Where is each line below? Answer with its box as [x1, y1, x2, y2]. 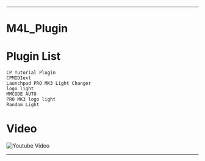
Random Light [6, 102, 40, 108]
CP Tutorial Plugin [6, 70, 56, 76]
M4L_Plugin [6, 22, 68, 35]
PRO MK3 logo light [6, 96, 56, 102]
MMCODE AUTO [6, 91, 37, 98]
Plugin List [6, 49, 61, 63]
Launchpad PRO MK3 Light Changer [6, 80, 92, 87]
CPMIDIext [6, 75, 32, 81]
